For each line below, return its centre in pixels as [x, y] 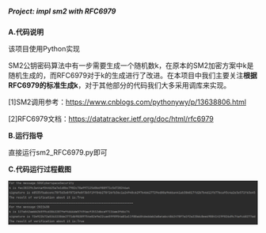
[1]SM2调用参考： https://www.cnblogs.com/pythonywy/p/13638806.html [127, 102]
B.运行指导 [26, 135]
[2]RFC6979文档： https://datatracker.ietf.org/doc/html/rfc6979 [111, 118]
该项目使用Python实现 [44, 48]
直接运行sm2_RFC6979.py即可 [58, 152]
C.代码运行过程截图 [40, 169]
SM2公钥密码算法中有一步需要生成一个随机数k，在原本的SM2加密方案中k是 [131, 65]
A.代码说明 [26, 32]
